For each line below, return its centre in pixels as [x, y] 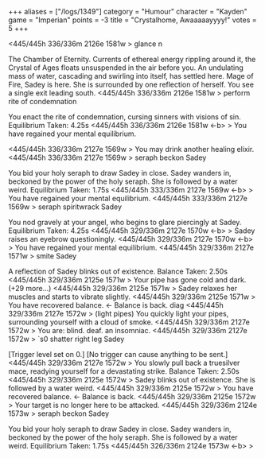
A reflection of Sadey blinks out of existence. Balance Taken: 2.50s [118, 271]
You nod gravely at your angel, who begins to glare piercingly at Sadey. [125, 222]
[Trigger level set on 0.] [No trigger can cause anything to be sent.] [118, 354]
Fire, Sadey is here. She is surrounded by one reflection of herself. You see [131, 84]
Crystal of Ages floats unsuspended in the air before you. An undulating [126, 68]
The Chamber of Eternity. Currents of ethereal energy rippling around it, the [132, 59]
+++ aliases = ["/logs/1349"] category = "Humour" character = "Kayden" [128, 12]
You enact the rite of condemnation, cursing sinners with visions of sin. [125, 117]
